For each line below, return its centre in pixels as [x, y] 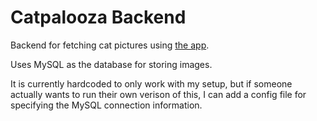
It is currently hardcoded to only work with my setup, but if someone [151, 83]
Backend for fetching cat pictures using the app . [110, 45]
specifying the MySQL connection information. [106, 105]
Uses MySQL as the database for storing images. [111, 64]
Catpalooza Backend [98, 17]
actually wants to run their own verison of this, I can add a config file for [158, 94]
